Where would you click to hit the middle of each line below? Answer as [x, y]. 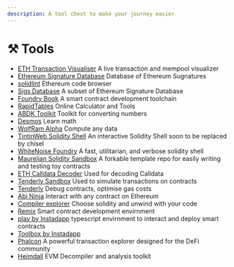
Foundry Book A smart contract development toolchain [97, 98]
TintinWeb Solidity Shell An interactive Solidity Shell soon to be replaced [122, 136]
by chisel [31, 143]
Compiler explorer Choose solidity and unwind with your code [107, 203]
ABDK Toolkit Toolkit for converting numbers [82, 113]
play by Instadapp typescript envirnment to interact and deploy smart [118, 218]
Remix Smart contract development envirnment [86, 211]
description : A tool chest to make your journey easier [91, 14]
